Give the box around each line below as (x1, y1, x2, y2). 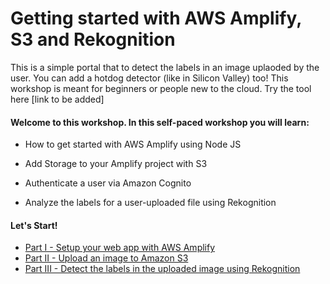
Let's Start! (10, 219, 58, 231)
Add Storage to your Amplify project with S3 (24, 158, 208, 170)
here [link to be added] (10, 93, 105, 105)
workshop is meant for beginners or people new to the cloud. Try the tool (10, 82, 312, 94)
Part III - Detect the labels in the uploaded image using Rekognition (24, 263, 301, 275)
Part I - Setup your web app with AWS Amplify (24, 242, 216, 254)
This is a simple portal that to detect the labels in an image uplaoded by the (10, 61, 320, 73)
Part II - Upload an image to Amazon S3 (24, 252, 189, 264)
